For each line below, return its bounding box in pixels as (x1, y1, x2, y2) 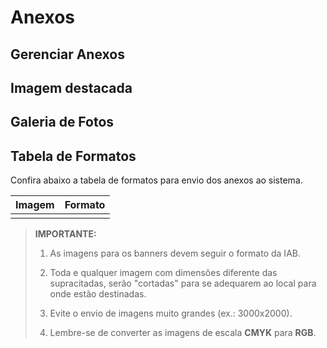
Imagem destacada (10, 79, 133, 96)
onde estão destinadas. (49, 288, 147, 300)
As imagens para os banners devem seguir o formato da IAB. (49, 247, 301, 260)
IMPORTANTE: (34, 228, 97, 240)
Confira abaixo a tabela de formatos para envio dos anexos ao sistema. (10, 174, 303, 186)
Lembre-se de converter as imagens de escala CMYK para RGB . (49, 327, 317, 339)
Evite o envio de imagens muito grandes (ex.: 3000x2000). (49, 307, 293, 320)
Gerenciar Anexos (10, 46, 125, 63)
